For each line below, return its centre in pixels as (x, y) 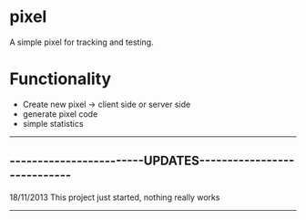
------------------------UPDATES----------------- (152, 161)
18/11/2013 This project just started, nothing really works (115, 197)
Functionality (61, 79)
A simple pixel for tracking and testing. (82, 42)
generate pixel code (60, 114)
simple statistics (53, 123)
